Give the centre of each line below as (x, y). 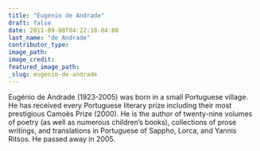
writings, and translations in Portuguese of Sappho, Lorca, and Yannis (122, 130)
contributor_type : (39, 45)
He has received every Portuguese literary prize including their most (120, 105)
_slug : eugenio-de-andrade (53, 74)
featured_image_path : (44, 67)
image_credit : (32, 60)
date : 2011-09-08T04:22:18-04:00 (64, 30)
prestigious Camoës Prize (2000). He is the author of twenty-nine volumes (130, 113)
